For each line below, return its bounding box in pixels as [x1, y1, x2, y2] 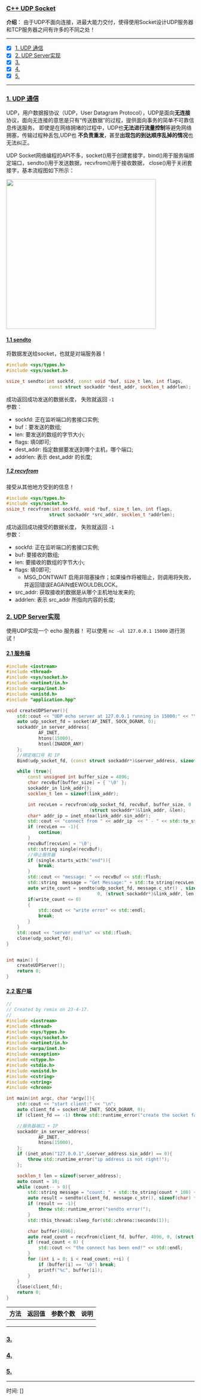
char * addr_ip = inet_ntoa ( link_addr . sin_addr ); [28, 813, 151, 819]
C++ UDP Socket [6, 4, 56, 13]
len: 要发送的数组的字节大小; [14, 430, 85, 438]
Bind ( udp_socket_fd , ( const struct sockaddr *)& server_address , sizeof [17, 758, 197, 764]
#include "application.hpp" [6, 696, 77, 702]
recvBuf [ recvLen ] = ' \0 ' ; [28, 840, 93, 846]
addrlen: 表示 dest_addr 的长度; [14, 453, 93, 460]
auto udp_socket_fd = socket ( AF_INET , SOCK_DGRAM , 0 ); [17, 719, 157, 725]
